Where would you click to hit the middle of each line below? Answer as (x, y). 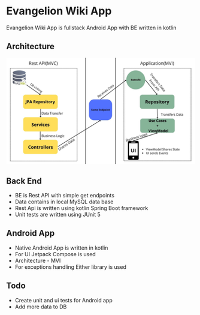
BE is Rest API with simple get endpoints (65, 196)
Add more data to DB (41, 307)
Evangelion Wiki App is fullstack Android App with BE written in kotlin (91, 28)
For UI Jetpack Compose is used (55, 254)
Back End (24, 181)
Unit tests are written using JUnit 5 (57, 215)
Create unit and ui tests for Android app (63, 300)
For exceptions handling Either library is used (71, 267)
